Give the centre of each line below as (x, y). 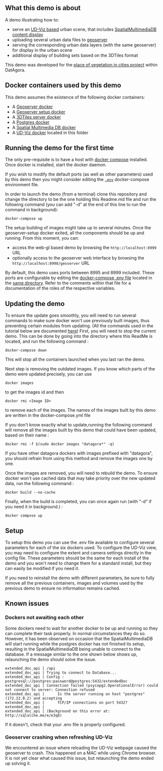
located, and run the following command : (47, 341)
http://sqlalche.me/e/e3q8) (34, 715)
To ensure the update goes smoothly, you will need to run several (71, 315)
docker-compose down (26, 351)
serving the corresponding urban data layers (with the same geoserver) (84, 45)
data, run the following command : (40, 484)
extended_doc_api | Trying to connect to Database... (61, 672)
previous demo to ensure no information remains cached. (63, 588)
